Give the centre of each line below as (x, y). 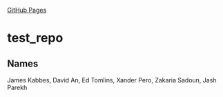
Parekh (17, 87)
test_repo (35, 38)
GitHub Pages (27, 10)
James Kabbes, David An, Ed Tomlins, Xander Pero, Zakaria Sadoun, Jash (112, 80)
